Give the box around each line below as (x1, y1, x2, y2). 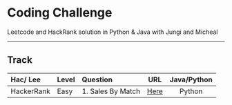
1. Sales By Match (81, 86, 140, 96)
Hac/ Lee (10, 75, 41, 84)
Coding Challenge (7, 5, 113, 21)
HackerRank (10, 86, 50, 96)
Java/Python (169, 75, 213, 84)
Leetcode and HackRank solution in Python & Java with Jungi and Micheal (7, 28, 218, 36)
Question (81, 75, 113, 84)
